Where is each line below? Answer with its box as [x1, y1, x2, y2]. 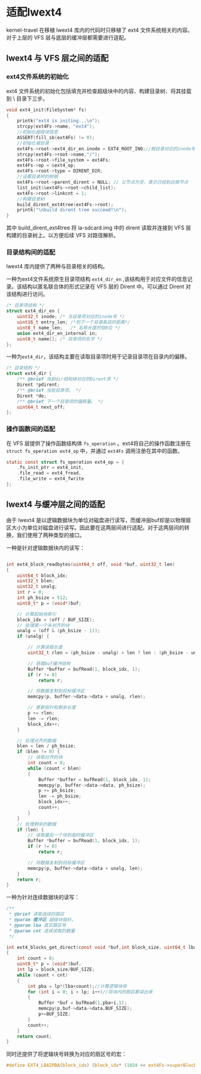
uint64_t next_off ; [17, 404, 66, 410]
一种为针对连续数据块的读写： [6, 894, 80, 901]
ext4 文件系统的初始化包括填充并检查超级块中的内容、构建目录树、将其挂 [6, 87, 187, 95]
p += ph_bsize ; [38, 788, 77, 794]
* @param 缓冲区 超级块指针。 [8, 917, 76, 923]
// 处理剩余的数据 [17, 821, 57, 827]
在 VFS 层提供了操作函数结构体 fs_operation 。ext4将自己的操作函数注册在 [6, 440, 191, 447]
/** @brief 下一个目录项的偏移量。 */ [17, 398, 103, 404]
